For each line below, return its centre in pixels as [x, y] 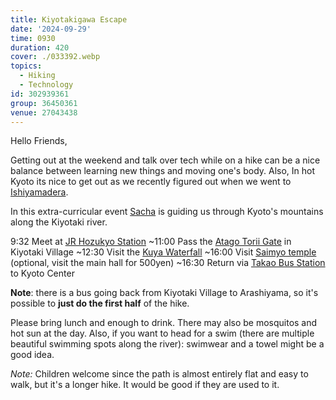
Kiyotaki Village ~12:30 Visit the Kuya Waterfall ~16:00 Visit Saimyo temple [163, 252]
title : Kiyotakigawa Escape [69, 19]
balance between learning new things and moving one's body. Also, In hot [163, 171]
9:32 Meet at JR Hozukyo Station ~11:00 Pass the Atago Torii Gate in [151, 242]
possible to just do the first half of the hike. [100, 303]
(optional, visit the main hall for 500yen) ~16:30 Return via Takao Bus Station [168, 263]
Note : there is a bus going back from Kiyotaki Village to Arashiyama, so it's [164, 293]
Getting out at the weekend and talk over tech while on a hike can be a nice [165, 160]
